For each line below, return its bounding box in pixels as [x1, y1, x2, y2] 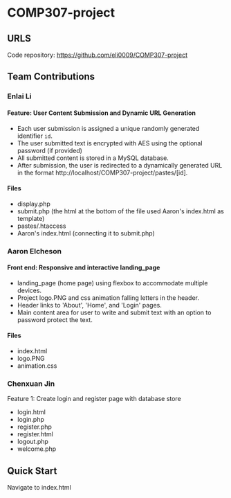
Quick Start [7, 465, 57, 477]
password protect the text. [17, 315, 93, 323]
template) [17, 214, 45, 222]
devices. [17, 286, 42, 294]
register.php [17, 423, 52, 431]
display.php [17, 199, 50, 208]
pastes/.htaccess [17, 222, 67, 230]
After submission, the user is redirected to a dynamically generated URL [17, 161, 223, 169]
